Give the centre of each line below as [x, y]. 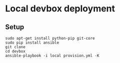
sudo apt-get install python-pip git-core [50, 38]
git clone [15, 47]
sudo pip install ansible [32, 43]
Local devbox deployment [60, 9]
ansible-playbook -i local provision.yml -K [52, 56]
